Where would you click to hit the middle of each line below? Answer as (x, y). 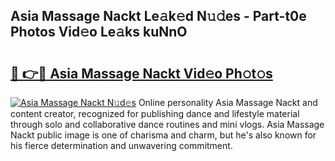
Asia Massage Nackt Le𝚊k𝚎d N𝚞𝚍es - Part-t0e (158, 16)
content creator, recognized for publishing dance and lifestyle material (155, 113)
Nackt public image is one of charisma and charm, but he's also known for (163, 135)
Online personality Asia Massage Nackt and (228, 102)
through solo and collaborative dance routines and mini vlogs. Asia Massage (167, 124)
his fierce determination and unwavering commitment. (121, 145)
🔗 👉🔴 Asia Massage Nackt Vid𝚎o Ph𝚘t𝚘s (141, 73)
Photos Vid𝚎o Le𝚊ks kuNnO (99, 32)
